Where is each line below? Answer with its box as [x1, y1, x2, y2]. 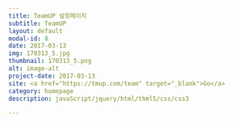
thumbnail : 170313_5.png [8, 57, 92, 65]
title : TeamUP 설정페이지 [8, 11, 87, 20]
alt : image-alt [8, 65, 60, 73]
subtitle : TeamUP [8, 19, 67, 27]
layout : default [8, 27, 63, 35]
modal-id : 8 [8, 34, 48, 43]
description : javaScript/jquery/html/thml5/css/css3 [8, 95, 189, 103]
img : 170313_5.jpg [8, 49, 70, 57]
